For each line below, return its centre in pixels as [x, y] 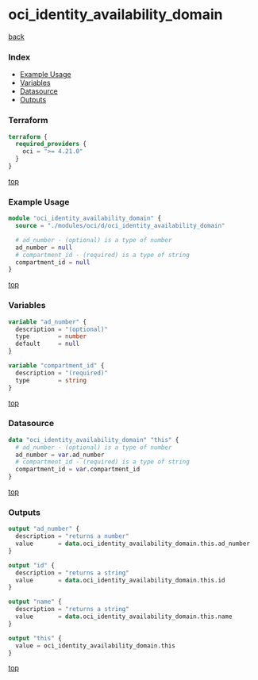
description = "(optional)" [62, 329]
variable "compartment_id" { [56, 366]
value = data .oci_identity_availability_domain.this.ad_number [133, 544]
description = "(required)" [62, 373]
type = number [51, 336]
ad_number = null [44, 248]
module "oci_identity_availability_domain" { [85, 219]
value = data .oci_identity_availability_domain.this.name [124, 617]
